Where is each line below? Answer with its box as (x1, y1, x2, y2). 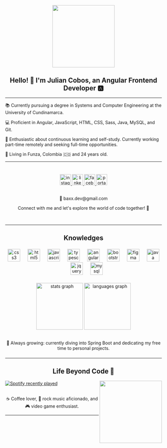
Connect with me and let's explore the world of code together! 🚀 (17, 205, 150, 211)
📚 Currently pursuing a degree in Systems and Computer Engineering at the (5, 102, 162, 108)
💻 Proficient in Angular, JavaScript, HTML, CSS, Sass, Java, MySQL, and (5, 119, 155, 125)
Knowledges (64, 234, 103, 242)
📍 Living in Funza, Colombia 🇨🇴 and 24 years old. (5, 151, 108, 157)
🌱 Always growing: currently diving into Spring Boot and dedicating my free (6, 340, 161, 346)
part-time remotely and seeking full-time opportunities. (5, 142, 118, 148)
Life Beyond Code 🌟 (52, 367, 115, 376)
